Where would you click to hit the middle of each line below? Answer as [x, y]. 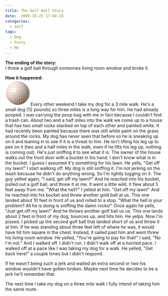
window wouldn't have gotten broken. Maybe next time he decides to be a [81, 268]
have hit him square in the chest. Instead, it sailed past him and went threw [82, 232]
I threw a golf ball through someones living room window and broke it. [77, 68]
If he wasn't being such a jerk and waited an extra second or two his [75, 263]
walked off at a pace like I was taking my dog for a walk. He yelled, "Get [79, 248]
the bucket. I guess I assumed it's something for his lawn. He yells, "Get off [82, 163]
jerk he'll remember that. [30, 274]
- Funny [18, 43]
